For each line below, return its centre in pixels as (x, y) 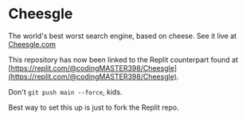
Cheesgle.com (32, 44)
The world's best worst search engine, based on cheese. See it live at (123, 36)
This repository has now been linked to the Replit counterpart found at (123, 60)
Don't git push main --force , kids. (65, 91)
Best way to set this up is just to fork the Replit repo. (94, 107)
